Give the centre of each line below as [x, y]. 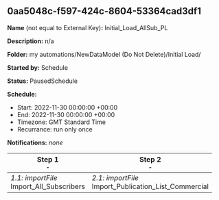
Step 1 [48, 159]
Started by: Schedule [38, 67]
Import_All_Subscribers [48, 186]
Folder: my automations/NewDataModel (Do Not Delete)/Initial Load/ [104, 54]
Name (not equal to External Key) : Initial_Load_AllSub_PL [88, 27]
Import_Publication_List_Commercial [150, 186]
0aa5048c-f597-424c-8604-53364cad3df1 [104, 11]
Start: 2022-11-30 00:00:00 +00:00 [67, 107]
